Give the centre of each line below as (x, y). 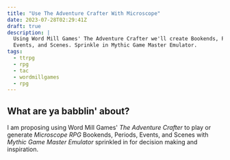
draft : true (24, 26)
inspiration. (23, 149)
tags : (15, 52)
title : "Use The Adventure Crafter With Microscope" (84, 13)
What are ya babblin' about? (68, 111)
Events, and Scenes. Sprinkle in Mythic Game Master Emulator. (105, 45)
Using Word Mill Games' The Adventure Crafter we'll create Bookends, (116, 39)
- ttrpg (24, 58)
